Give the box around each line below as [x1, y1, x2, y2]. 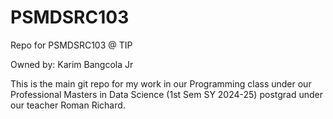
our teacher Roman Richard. [10, 99, 126, 111]
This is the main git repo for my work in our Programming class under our [10, 77, 312, 90]
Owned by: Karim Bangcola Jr [10, 58, 134, 70]
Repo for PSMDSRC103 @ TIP [10, 39, 133, 51]
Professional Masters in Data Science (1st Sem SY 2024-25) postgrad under [10, 88, 323, 100]
